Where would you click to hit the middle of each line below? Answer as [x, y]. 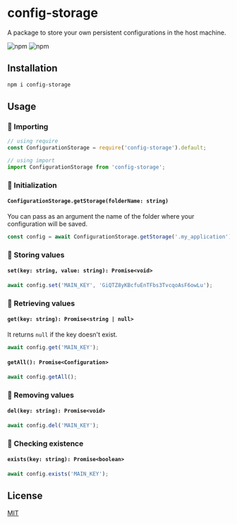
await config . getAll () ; [42, 377]
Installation [32, 68]
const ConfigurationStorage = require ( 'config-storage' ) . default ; [107, 148]
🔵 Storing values [36, 255]
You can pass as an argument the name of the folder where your [101, 216]
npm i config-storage [39, 85]
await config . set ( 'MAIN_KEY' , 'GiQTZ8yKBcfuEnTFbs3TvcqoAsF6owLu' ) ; [110, 285]
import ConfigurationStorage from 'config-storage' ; [86, 167]
